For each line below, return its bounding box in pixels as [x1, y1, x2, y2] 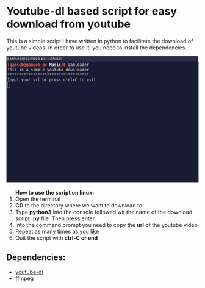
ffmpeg [15, 275, 34, 282]
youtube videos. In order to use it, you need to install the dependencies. [6, 44, 187, 51]
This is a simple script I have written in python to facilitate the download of [6, 37, 193, 45]
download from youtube [6, 17, 131, 31]
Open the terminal [15, 195, 61, 203]
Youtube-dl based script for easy [6, 4, 178, 18]
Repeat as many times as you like [15, 228, 99, 236]
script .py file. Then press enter [15, 215, 95, 222]
